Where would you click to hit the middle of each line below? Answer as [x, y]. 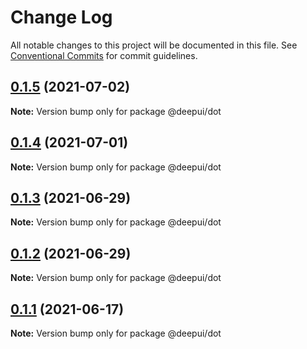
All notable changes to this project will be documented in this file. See [154, 45]
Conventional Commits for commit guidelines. [104, 55]
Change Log [61, 17]
